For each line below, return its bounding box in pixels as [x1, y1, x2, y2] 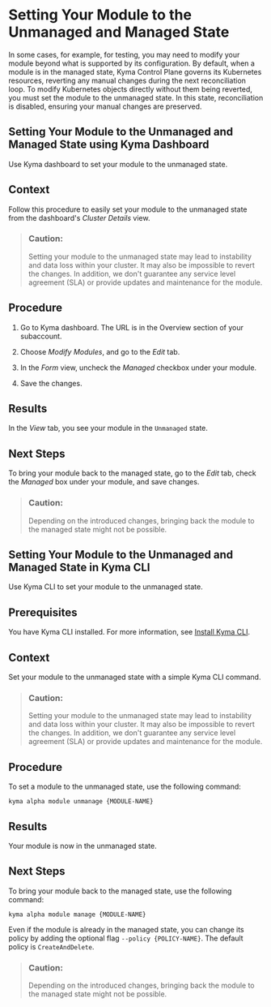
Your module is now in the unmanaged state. [8, 841, 157, 850]
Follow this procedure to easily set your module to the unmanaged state [8, 204, 248, 214]
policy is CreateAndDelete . [8, 941, 95, 951]
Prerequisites [8, 605, 78, 619]
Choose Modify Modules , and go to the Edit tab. [19, 346, 180, 356]
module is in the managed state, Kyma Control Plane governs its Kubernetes [8, 67, 262, 76]
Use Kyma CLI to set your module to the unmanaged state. [8, 582, 204, 592]
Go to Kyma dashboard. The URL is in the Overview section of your [19, 322, 244, 332]
